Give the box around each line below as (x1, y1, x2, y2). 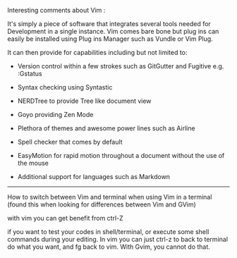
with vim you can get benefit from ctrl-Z (7, 214, 123, 222)
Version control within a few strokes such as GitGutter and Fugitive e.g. (17, 62, 224, 70)
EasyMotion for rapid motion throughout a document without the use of (17, 152, 225, 159)
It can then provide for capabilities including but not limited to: (7, 49, 188, 56)
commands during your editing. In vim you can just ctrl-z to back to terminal (7, 235, 228, 243)
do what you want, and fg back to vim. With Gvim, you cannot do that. (7, 242, 210, 251)
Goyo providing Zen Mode (17, 111, 94, 118)
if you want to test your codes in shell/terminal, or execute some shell (7, 228, 209, 235)
